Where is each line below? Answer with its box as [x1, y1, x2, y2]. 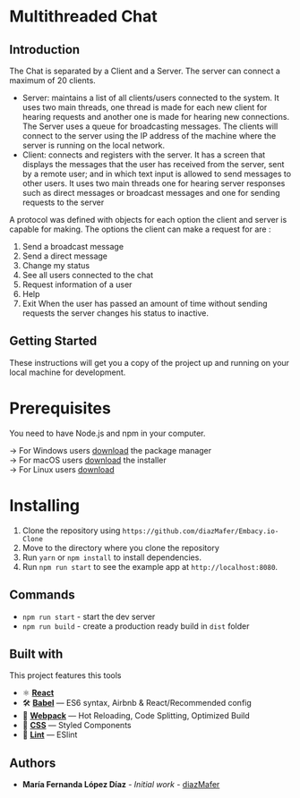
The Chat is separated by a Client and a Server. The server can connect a [9, 65, 280, 76]
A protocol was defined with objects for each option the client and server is [9, 215, 287, 225]
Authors [9, 755, 56, 770]
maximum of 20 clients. [9, 75, 96, 86]
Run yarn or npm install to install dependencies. [21, 552, 201, 563]
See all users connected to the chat [21, 270, 154, 280]
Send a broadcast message [21, 242, 124, 251]
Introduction [9, 42, 81, 57]
